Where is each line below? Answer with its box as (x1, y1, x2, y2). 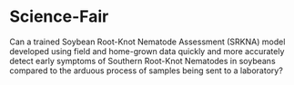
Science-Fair (9, 6, 109, 27)
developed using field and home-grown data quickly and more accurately (9, 45, 285, 56)
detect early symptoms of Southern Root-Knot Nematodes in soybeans (9, 55, 276, 66)
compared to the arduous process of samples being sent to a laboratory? (9, 65, 284, 76)
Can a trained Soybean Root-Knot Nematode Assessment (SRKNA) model (9, 36, 286, 47)
